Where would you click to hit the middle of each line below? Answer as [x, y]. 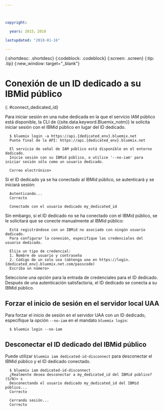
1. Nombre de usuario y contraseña [46, 256]
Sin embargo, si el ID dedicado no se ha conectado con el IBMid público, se [81, 216]
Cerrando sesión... [29, 400]
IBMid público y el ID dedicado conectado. [48, 361]
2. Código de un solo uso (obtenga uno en [53, 260]
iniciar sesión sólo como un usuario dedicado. [55, 162]
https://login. [115, 260]
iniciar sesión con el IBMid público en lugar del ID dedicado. [65, 127]
